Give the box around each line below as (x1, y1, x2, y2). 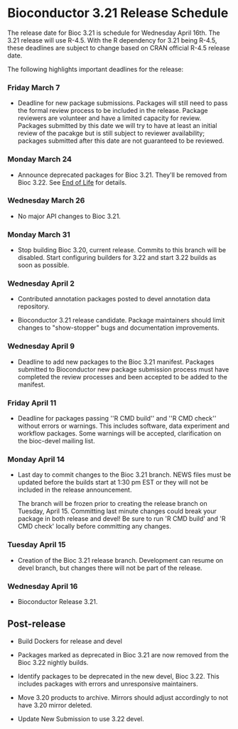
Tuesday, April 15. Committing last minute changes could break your (17, 507, 217, 516)
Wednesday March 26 (7, 195, 85, 205)
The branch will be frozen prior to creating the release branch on (17, 499, 207, 508)
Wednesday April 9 (7, 341, 75, 351)
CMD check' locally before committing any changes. (17, 522, 172, 531)
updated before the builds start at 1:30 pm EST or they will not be (17, 478, 208, 487)
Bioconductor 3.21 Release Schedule (7, 5, 229, 21)
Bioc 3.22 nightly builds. (17, 658, 89, 666)
